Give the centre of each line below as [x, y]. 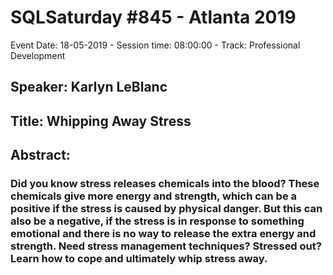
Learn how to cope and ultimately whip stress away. [139, 259]
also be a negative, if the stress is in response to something [157, 221]
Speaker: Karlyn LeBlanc [89, 87]
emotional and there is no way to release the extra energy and [163, 234]
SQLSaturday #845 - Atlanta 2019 [153, 17]
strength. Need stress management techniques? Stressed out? [166, 246]
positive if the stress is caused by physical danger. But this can [166, 209]
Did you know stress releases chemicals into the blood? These [165, 184]
